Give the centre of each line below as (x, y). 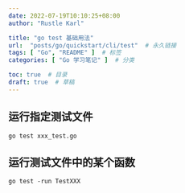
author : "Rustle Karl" (46, 23)
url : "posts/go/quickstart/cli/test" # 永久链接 (92, 45)
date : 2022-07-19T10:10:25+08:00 (64, 16)
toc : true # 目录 (38, 75)
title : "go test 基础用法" (51, 38)
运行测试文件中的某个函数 (72, 162)
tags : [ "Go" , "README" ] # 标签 (65, 53)
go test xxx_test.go (43, 136)
